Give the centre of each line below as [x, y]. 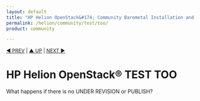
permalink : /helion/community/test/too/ [57, 23]
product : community [31, 29]
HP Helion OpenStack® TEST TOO [92, 75]
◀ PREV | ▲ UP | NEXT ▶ [36, 51]
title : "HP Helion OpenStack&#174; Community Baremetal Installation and [100, 17]
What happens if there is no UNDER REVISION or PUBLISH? [80, 91]
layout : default [26, 12]
